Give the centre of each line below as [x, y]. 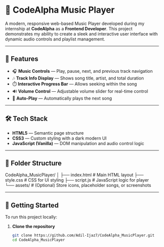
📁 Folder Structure [33, 163]
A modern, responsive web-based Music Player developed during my [75, 23]
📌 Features [22, 59]
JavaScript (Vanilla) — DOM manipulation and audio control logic [78, 143]
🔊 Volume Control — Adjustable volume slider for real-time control [80, 91]
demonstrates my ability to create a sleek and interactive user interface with [81, 34]
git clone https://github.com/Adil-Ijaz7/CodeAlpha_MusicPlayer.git [83, 236]
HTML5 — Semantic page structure [48, 133]
